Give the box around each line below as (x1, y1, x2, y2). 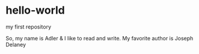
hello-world (5, 4, 66, 17)
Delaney (5, 41, 26, 48)
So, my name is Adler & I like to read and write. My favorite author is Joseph (5, 34, 194, 42)
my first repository (5, 23, 52, 30)
